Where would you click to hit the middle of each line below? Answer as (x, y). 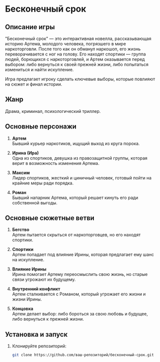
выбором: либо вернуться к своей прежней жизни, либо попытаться (77, 64)
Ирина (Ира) (25, 153)
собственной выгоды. (35, 202)
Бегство (21, 230)
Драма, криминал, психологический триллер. (53, 111)
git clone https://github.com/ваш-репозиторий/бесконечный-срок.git (83, 355)
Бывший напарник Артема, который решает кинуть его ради (75, 198)
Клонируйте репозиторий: (39, 346)
